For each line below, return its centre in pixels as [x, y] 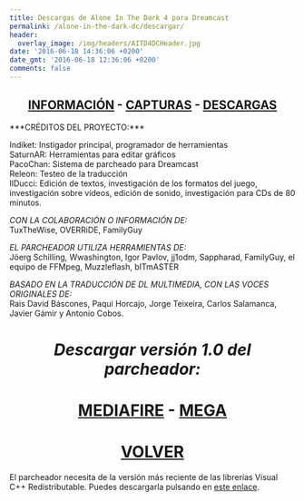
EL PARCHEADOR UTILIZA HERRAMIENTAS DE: [98, 247]
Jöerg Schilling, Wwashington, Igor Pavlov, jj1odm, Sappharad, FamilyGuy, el [152, 257]
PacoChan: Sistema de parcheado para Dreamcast [104, 163]
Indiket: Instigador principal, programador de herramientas [119, 144]
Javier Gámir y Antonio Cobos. [67, 313]
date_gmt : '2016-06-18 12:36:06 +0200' [85, 60]
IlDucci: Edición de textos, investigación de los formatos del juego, [133, 183]
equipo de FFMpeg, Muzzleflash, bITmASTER [94, 266]
